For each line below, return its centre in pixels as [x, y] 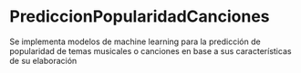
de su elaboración [43, 60]
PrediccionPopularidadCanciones [140, 17]
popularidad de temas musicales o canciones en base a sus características [150, 50]
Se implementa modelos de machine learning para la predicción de [135, 41]
